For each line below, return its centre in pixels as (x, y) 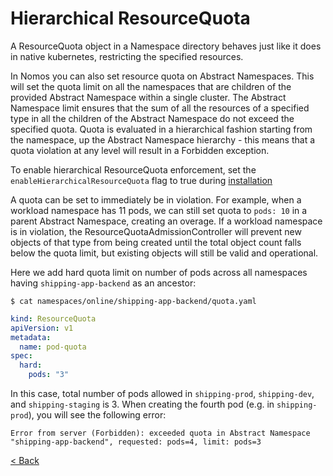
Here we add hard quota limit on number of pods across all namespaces (159, 272)
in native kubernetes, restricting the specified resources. (127, 56)
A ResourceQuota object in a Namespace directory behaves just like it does (166, 46)
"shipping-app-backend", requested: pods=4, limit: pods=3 (136, 442)
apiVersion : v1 (42, 328)
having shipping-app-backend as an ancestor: (103, 283)
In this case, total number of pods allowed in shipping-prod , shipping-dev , (162, 394)
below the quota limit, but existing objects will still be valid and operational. (164, 253)
